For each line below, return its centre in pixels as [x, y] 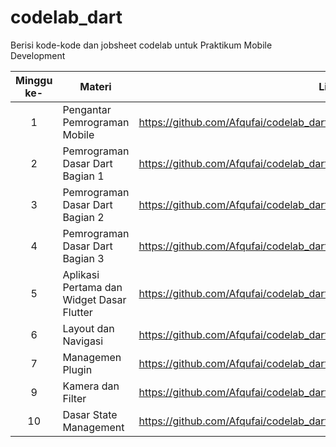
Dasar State [90, 414]
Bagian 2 [83, 217]
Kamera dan [91, 386]
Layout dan [88, 328]
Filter [74, 398]
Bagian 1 [83, 176]
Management [93, 427]
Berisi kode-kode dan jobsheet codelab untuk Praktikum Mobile [141, 45]
